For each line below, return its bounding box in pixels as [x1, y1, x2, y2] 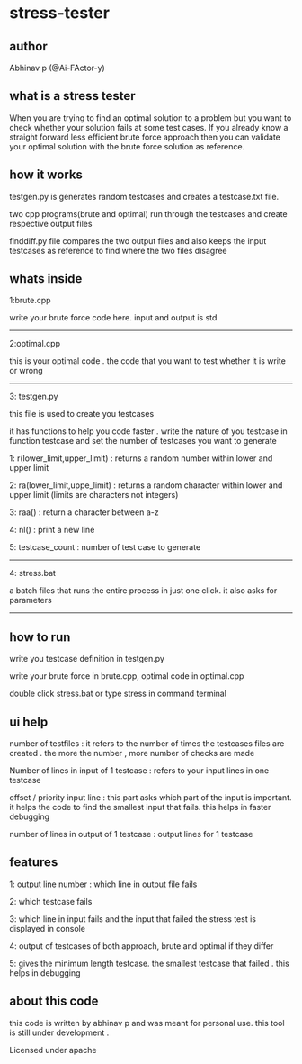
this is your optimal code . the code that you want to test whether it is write [9, 356, 286, 366]
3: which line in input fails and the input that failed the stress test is [9, 913, 256, 924]
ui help [9, 714, 49, 729]
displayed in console [9, 923, 85, 933]
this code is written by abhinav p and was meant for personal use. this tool [9, 1017, 285, 1028]
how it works [9, 167, 84, 183]
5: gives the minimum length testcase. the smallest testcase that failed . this [9, 958, 289, 969]
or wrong [9, 365, 43, 376]
